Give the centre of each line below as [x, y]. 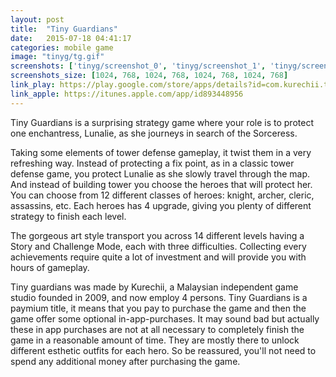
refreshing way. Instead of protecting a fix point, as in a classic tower [152, 163]
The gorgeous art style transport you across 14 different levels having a [157, 235]
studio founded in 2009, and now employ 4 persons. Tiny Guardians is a [159, 297]
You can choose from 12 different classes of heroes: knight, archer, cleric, [162, 195]
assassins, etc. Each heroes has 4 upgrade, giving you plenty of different [161, 205]
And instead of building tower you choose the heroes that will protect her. [161, 184]
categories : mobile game [62, 47]
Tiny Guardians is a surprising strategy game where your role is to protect [162, 122]
